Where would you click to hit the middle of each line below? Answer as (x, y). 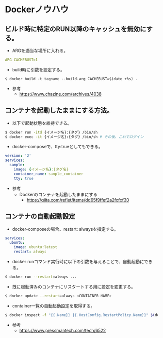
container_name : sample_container (49, 174)
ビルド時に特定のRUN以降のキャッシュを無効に (76, 29)
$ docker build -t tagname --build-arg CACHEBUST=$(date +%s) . (71, 79)
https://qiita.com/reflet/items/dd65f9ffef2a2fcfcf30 (78, 200)
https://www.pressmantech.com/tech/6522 (63, 330)
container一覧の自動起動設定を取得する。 (54, 305)
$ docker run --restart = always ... (41, 277)
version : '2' (18, 156)
